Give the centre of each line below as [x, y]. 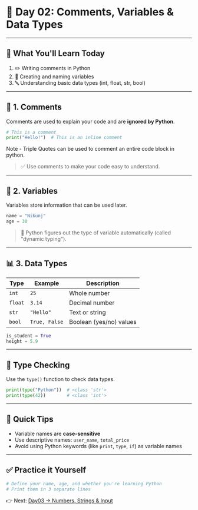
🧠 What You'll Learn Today [55, 53]
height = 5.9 [22, 341]
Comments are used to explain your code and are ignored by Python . [90, 121]
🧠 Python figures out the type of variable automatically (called [95, 233]
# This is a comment [32, 132]
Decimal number [92, 303]
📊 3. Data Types [37, 264]
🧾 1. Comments [34, 107]
